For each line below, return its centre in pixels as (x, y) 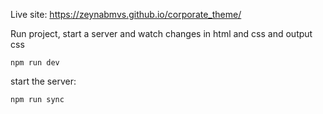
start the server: (43, 81)
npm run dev (35, 63)
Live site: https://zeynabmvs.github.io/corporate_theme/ (126, 14)
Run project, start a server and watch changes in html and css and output (161, 33)
